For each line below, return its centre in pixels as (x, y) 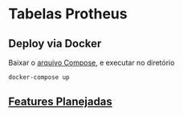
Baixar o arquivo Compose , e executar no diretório (91, 62)
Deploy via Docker (55, 44)
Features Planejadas (60, 102)
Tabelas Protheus (68, 14)
